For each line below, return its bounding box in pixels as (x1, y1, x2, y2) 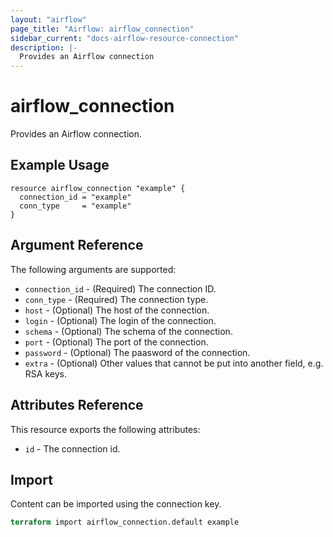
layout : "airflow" (10, 14, 87, 25)
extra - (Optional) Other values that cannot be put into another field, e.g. (24, 357, 324, 369)
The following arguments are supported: (10, 263, 177, 275)
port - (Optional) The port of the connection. (24, 336, 209, 348)
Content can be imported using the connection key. (10, 498, 222, 510)
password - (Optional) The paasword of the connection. (24, 346, 251, 358)
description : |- (10, 42, 78, 53)
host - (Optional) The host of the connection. (24, 304, 210, 316)
